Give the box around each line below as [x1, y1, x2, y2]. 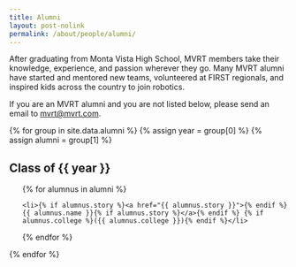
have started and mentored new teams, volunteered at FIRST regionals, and [9, 72, 285, 83]
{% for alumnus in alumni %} [21, 184, 127, 195]
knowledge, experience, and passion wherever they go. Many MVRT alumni [9, 63, 285, 73]
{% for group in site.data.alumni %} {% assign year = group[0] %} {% [9, 126, 262, 136]
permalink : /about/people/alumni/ [9, 29, 137, 38]
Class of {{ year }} [9, 160, 111, 175]
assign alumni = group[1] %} [9, 134, 112, 146]
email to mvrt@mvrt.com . [9, 108, 102, 119]
